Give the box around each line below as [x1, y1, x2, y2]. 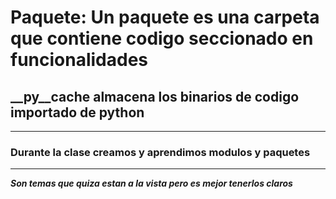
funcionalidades [10, 49, 149, 71]
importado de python [10, 104, 145, 121]
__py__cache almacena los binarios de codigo [10, 88, 300, 105]
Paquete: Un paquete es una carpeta [10, 6, 320, 29]
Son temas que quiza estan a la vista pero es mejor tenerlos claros [10, 177, 293, 190]
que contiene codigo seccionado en [10, 27, 314, 50]
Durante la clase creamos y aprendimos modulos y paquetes [10, 145, 311, 159]
